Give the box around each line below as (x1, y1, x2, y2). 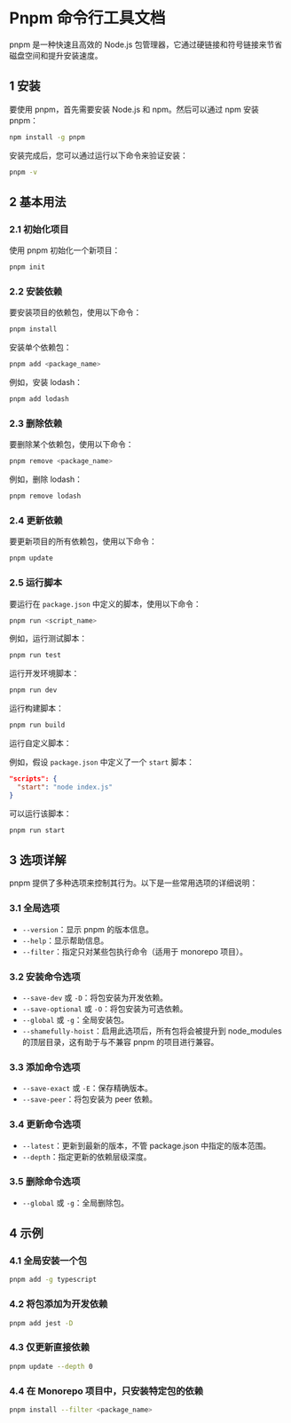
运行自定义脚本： (9, 738, 72, 748)
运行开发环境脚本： (9, 668, 80, 679)
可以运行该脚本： (9, 808, 72, 819)
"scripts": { (9, 774, 58, 783)
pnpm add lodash (9, 395, 69, 404)
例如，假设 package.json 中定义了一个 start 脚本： (9, 757, 195, 767)
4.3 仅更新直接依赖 (9, 1341, 90, 1354)
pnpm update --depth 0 (9, 1362, 93, 1371)
